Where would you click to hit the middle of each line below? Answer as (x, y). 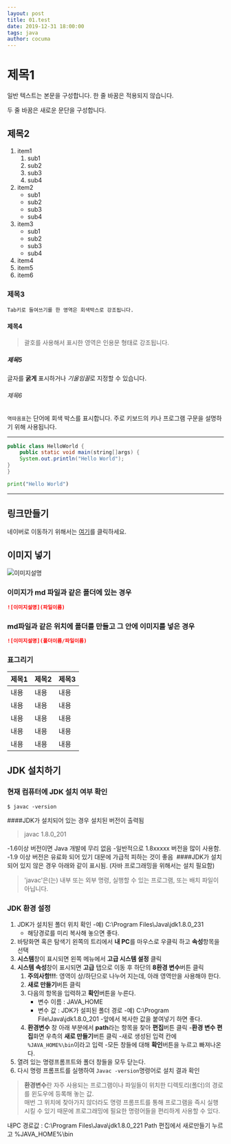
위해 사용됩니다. (35, 426)
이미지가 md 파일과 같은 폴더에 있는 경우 (69, 593)
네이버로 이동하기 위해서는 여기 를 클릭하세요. (67, 531)
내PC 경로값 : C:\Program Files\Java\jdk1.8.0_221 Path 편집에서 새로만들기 (109, 1125)
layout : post (26, 13)
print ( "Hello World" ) (38, 484)
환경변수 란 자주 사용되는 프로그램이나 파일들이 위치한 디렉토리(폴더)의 (117, 1085)
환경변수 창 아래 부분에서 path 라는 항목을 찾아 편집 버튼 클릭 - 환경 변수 (121, 1028)
